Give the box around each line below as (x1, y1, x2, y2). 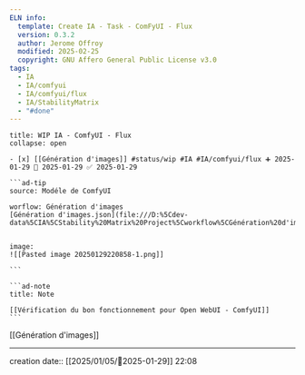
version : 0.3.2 (17, 30, 75, 39)
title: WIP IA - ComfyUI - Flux (9, 131, 132, 141)
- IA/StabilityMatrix (17, 97, 100, 107)
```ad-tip (9, 179, 47, 188)
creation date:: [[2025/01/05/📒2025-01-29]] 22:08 (9, 356, 198, 367)
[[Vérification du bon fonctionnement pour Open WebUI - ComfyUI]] (9, 306, 271, 315)
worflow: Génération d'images (9, 202, 124, 212)
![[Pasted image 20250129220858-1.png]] (9, 251, 165, 260)
